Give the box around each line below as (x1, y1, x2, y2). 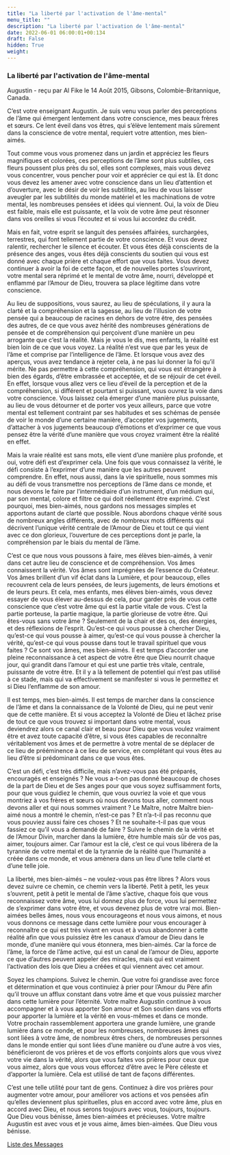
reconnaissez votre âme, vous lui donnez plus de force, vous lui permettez (7, 897, 218, 905)
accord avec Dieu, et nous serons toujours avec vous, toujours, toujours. (7, 1105, 212, 1113)
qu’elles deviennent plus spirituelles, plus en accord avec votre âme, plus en (7, 1098, 222, 1106)
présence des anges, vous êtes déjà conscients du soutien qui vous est (7, 250, 209, 258)
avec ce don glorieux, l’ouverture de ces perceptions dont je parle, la (7, 531, 201, 540)
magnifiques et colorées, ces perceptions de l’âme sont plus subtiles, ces (7, 157, 214, 165)
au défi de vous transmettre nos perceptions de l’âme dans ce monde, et (7, 480, 212, 488)
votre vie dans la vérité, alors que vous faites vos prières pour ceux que (7, 1056, 209, 1064)
